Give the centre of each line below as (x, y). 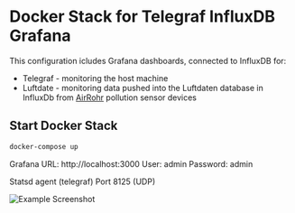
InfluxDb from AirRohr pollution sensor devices (109, 97)
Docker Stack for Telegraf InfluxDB (142, 17)
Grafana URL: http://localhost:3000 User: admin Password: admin (131, 163)
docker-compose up (44, 146)
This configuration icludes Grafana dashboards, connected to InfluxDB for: (148, 60)
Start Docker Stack (64, 126)
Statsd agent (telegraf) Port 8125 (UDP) (83, 181)
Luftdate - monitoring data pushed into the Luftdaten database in (143, 88)
